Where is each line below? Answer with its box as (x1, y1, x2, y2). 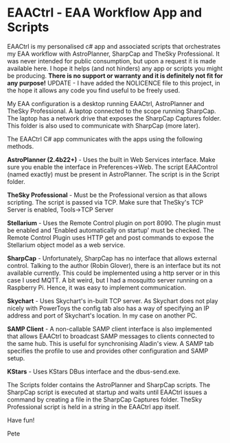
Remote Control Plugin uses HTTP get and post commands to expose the (7, 233, 214, 242)
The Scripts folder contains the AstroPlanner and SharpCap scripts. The (7, 380, 211, 389)
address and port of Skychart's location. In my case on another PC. (7, 311, 198, 320)
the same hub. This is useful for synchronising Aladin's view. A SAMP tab (7, 339, 214, 347)
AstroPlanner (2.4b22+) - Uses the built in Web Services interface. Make (7, 155, 216, 163)
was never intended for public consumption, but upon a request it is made (7, 56, 216, 65)
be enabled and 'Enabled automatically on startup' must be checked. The (7, 226, 214, 234)
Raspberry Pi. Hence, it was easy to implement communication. (7, 283, 187, 291)
